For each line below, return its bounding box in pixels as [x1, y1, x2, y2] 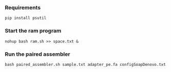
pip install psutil [5, 16, 47, 21]
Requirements [5, 4, 41, 11]
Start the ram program [5, 27, 62, 34]
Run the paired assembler [5, 50, 70, 57]
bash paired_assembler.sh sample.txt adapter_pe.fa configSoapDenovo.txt [5, 62, 166, 67]
